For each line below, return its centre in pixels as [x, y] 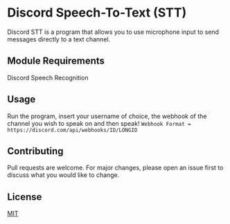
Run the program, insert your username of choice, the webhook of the [107, 116]
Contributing [35, 151]
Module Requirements [56, 61]
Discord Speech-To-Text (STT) [97, 13]
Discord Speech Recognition [48, 77]
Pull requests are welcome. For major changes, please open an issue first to [115, 168]
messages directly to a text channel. [59, 39]
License [25, 197]
